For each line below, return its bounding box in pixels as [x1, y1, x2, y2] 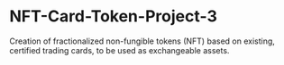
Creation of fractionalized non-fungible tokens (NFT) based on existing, [9, 36, 275, 46]
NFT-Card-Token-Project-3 [9, 6, 218, 27]
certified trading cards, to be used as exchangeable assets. [9, 45, 230, 55]
